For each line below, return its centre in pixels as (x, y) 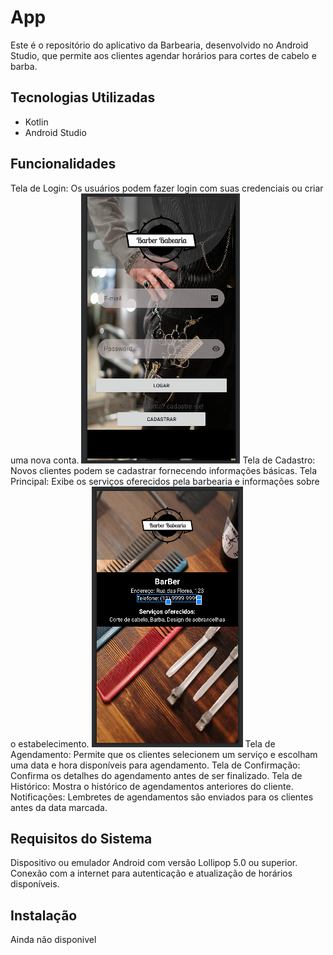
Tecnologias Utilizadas (83, 97)
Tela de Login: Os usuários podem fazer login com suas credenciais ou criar (167, 188)
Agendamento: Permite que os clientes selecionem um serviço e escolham (164, 754)
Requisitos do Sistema (81, 838)
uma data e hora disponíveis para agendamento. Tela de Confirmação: (155, 765)
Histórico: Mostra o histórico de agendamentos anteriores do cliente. (152, 786)
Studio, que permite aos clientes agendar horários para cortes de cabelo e (163, 55)
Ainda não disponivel (53, 940)
